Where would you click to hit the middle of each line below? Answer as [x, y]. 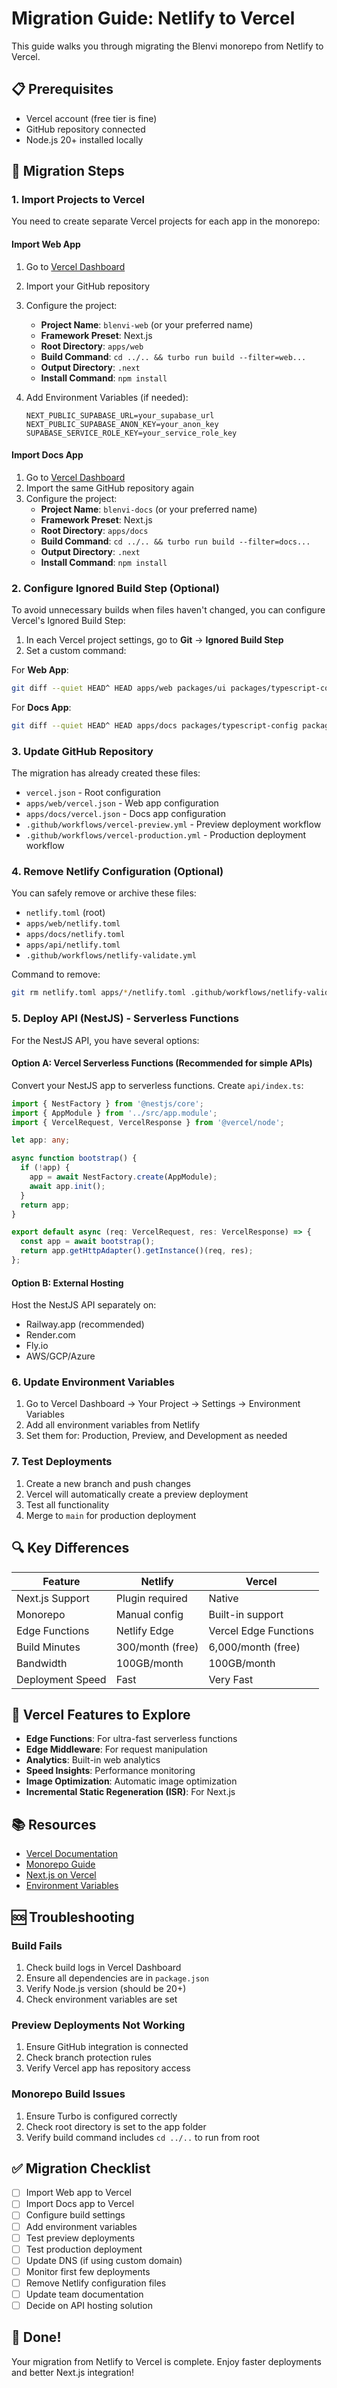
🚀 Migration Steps [68, 171]
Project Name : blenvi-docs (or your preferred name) [149, 509]
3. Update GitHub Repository [82, 751]
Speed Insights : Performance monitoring [110, 1771]
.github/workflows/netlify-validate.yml [111, 956]
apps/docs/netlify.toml [75, 935]
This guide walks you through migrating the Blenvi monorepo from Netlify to [167, 46]
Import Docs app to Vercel [80, 2204]
